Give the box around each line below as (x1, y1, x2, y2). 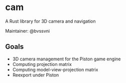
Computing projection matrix (12, 61, 72, 67)
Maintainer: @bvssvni (5, 28, 50, 34)
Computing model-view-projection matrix (12, 66, 98, 72)
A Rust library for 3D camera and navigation (5, 18, 96, 24)
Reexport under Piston (12, 72, 59, 78)
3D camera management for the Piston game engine (12, 56, 121, 62)
